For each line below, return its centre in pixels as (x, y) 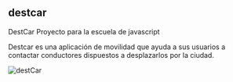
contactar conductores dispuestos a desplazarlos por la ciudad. (111, 55)
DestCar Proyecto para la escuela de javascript (84, 31)
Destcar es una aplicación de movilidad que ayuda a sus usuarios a (117, 47)
